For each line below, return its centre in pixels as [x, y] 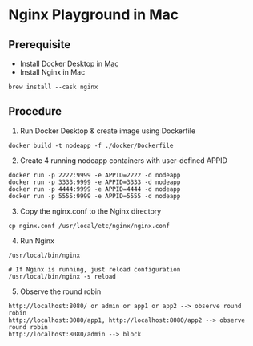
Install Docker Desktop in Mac [69, 63]
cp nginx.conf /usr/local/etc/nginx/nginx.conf [89, 226]
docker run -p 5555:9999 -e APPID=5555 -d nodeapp [94, 196]
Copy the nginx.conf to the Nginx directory [90, 211]
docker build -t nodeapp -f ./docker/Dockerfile [91, 145]
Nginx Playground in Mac [93, 15]
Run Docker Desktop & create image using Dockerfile [108, 131]
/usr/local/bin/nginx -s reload [62, 276]
